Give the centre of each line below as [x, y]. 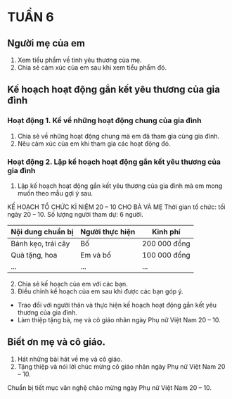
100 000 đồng [166, 255]
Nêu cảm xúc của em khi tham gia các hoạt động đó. [94, 144]
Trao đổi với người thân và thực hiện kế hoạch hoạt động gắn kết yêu [117, 305]
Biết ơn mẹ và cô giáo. [57, 342]
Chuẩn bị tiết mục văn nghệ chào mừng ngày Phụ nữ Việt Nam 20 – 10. [110, 387]
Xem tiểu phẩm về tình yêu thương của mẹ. [79, 60]
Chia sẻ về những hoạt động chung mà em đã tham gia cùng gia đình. [118, 136]
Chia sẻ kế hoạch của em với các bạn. [72, 284]
